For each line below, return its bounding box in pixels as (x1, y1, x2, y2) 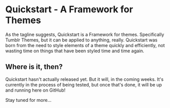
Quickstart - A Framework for (5, 4, 134, 15)
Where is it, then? (5, 62, 63, 71)
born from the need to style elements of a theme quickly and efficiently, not (5, 42, 165, 48)
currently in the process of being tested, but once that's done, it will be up (5, 81, 162, 88)
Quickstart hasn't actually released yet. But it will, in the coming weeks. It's (5, 76, 164, 82)
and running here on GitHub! (5, 87, 66, 93)
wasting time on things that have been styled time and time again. (5, 48, 145, 54)
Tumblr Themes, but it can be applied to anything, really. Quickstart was (5, 37, 158, 43)
